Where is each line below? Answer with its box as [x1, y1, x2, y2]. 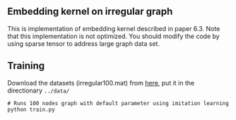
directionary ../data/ [7, 86, 70, 95]
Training [7, 60, 45, 72]
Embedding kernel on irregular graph [7, 6, 173, 18]
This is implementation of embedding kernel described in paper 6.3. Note [7, 24, 220, 32]
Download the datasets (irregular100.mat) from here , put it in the [7, 78, 195, 87]
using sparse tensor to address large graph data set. [7, 39, 160, 48]
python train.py [7, 106, 55, 113]
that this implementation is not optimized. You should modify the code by [7, 32, 220, 40]
